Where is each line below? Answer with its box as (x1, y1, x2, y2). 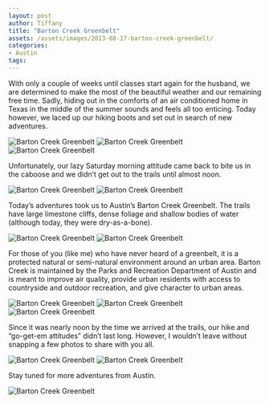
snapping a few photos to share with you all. (8, 339, 155, 349)
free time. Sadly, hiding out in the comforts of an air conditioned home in (8, 96, 248, 105)
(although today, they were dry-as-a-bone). (8, 218, 153, 227)
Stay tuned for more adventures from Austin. (8, 370, 157, 380)
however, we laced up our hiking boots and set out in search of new (8, 112, 233, 122)
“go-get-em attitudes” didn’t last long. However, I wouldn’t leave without (8, 331, 247, 340)
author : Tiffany (8, 19, 63, 27)
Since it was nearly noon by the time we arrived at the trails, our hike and (8, 322, 250, 332)
